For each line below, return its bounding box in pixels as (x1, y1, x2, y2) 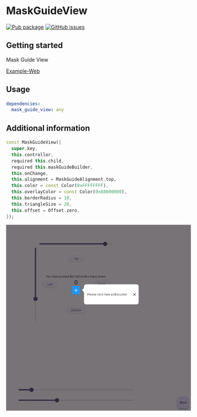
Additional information (6, 123, 90, 133)
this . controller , (11, 151, 54, 158)
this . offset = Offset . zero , (11, 207, 80, 213)
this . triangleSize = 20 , (11, 201, 72, 207)
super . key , (11, 145, 38, 151)
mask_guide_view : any (11, 107, 64, 113)
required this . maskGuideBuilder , (11, 164, 93, 170)
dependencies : (6, 101, 41, 107)
